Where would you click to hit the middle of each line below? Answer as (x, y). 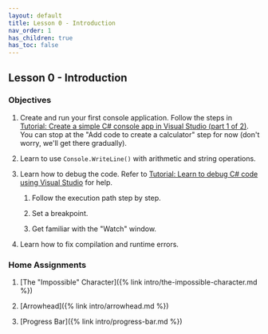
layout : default (35, 16)
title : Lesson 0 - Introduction (62, 23)
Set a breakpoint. (60, 213)
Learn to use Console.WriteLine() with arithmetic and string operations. (138, 158)
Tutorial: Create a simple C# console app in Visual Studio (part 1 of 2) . (134, 126)
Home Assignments (47, 265)
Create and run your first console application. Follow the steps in (126, 117)
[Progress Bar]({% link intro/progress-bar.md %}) (101, 322)
